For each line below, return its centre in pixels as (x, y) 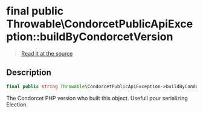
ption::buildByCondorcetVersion (90, 37)
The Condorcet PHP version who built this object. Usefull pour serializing (97, 98)
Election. (17, 105)
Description (29, 73)
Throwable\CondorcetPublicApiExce (100, 24)
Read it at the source (47, 53)
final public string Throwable (46, 86)
